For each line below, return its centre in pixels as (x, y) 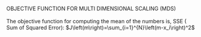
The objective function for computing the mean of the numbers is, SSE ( (97, 21)
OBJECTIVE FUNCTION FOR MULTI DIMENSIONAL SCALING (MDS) (91, 8)
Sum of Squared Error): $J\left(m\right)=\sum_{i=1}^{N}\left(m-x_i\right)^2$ (100, 27)
